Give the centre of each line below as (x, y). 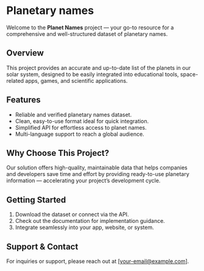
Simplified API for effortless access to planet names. (81, 127)
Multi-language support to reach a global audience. (79, 134)
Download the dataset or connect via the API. (72, 214)
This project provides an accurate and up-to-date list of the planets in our (98, 68)
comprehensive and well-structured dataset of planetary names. (87, 33)
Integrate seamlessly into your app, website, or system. (84, 227)
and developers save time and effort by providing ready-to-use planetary (98, 174)
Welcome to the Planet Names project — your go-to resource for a (90, 27)
